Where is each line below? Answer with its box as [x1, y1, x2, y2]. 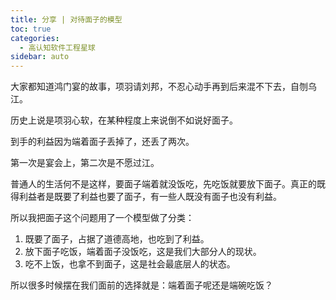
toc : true [10, 24, 52, 34]
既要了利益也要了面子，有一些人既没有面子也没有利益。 [53, 191, 282, 203]
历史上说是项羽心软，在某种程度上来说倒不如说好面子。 [10, 114, 238, 126]
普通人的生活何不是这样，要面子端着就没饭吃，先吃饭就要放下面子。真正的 [10, 178, 317, 190]
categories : [10, 33, 60, 43]
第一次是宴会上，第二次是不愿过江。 [10, 157, 160, 169]
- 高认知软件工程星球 [19, 42, 96, 53]
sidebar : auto [10, 52, 70, 62]
